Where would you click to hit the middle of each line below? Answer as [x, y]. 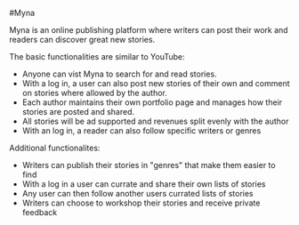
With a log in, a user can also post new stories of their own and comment [156, 83]
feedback [40, 212]
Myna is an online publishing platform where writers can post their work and [149, 30]
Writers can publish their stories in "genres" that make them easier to [149, 165]
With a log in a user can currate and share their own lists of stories [144, 184]
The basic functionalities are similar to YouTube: [97, 56]
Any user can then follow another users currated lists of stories [137, 193]
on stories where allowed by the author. [94, 93]
